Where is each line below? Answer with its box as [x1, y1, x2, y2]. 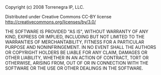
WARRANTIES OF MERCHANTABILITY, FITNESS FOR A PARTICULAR [5, 39, 144, 45]
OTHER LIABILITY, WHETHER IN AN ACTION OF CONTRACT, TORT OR [5, 55, 149, 61]
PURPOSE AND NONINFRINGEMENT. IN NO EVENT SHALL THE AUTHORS [5, 44, 157, 50]
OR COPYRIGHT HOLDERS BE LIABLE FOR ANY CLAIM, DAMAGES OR [5, 49, 148, 55]
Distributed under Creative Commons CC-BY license [5, 14, 112, 19]
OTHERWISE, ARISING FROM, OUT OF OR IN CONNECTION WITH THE [5, 60, 149, 66]
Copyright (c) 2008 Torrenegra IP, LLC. [5, 4, 85, 10]
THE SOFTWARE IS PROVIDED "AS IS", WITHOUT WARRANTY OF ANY [5, 29, 149, 34]
